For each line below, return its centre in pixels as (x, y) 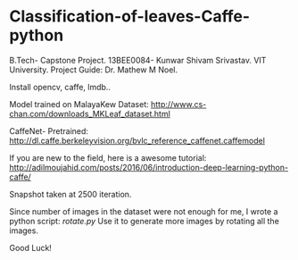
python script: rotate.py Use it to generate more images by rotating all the (144, 221)
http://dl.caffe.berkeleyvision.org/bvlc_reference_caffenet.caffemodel (137, 140)
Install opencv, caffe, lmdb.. (60, 87)
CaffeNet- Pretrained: (49, 130)
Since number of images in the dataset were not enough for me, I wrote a (144, 211)
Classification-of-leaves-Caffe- (130, 17)
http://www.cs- (178, 104)
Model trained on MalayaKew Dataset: (79, 104)
